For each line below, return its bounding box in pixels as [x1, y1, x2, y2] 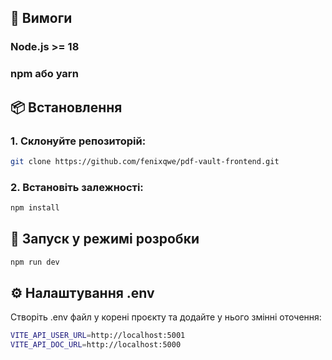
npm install [10, 203, 60, 213]
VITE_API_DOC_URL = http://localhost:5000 [10, 340, 182, 350]
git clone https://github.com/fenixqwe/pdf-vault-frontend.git [10, 156, 280, 166]
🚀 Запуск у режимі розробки [10, 231, 200, 248]
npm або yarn [10, 67, 79, 81]
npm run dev [10, 257, 60, 267]
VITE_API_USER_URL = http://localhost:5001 [10, 331, 186, 341]
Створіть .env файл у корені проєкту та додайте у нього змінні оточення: [10, 311, 322, 323]
